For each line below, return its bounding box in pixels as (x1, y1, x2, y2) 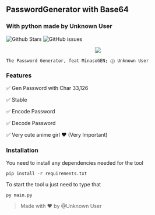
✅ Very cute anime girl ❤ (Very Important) (6, 131, 108, 138)
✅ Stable (6, 96, 27, 103)
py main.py (6, 192, 33, 198)
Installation (6, 146, 39, 154)
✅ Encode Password (6, 107, 55, 115)
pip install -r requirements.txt (6, 171, 87, 177)
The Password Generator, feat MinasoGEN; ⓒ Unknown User (6, 58, 149, 64)
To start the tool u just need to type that (6, 181, 101, 188)
